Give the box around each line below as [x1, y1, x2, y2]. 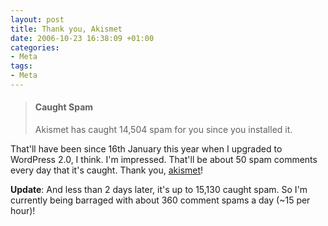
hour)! [10, 205, 36, 217]
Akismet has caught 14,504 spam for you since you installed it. [34, 124, 293, 136]
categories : [10, 42, 60, 53]
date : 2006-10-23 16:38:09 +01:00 [10, 33, 155, 43]
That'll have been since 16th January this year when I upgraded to [10, 143, 283, 155]
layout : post [10, 14, 65, 25]
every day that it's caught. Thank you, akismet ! [10, 164, 204, 176]
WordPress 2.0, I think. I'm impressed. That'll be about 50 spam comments [10, 154, 318, 166]
